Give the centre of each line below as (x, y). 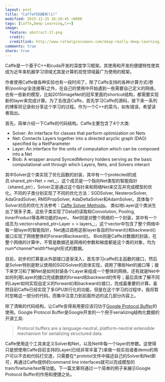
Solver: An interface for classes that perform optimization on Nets (79, 133)
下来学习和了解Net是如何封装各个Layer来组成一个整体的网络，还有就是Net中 (82, 271)
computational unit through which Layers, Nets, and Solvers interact (81, 164)
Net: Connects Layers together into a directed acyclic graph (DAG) (79, 138)
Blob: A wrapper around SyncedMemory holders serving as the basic (82, 159)
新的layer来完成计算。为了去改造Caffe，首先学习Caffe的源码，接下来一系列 (81, 100)
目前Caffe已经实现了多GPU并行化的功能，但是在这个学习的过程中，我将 (82, 289)
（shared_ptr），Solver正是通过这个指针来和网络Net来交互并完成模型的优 (79, 187)
